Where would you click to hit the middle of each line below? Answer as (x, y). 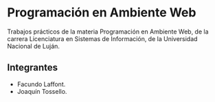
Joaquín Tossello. (42, 91)
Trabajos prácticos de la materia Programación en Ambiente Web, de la (108, 31)
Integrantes (33, 67)
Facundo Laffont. (41, 84)
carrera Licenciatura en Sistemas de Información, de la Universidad (102, 38)
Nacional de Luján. (34, 46)
